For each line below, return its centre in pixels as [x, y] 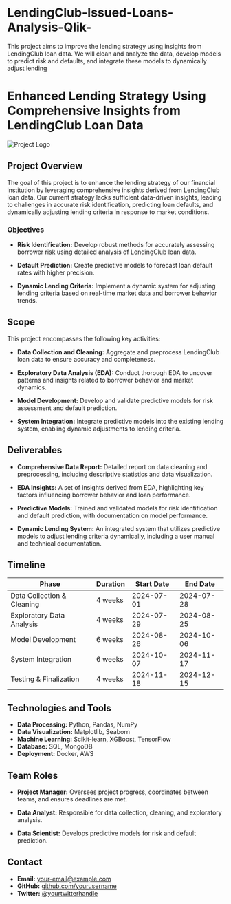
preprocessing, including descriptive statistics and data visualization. [115, 474]
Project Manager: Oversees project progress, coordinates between [112, 792]
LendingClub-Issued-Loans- [90, 13]
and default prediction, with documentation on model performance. [112, 515]
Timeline [26, 565]
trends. [27, 300]
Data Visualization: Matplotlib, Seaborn [74, 732]
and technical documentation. [59, 543]
